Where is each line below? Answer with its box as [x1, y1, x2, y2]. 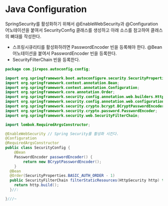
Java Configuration [5, 4, 87, 15]
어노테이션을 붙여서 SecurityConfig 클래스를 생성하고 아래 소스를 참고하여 [5, 27, 150, 33]
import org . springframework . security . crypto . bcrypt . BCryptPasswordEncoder [5, 104, 164, 109]
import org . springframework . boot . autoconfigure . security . [5, 75, 128, 81]
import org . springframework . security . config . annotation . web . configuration [5, 99, 164, 104]
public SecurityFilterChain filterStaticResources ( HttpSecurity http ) [9, 178, 160, 183]
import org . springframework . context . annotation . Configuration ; [5, 85, 140, 90]
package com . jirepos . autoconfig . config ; [5, 66, 91, 71]
